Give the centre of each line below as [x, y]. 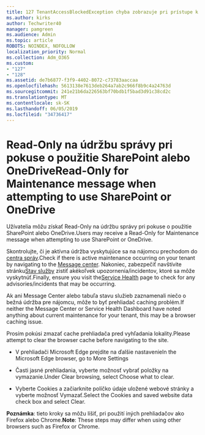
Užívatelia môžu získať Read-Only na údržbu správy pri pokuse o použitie [99, 226]
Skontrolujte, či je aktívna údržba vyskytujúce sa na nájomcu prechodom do [102, 251]
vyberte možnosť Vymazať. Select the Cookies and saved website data [104, 395]
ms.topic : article [30, 40]
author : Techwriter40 [34, 23]
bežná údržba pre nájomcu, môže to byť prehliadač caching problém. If [95, 302]
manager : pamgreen [30, 29]
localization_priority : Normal [46, 52]
